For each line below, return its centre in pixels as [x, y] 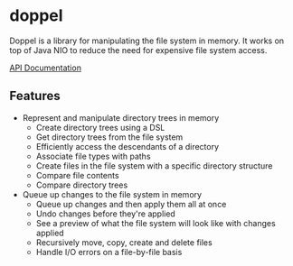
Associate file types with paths [93, 156]
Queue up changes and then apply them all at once [131, 204]
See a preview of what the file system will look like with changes [156, 223]
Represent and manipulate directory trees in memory [121, 117]
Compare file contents [77, 175]
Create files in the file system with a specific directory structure [154, 165]
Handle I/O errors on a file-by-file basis [109, 252]
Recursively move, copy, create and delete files [124, 242]
